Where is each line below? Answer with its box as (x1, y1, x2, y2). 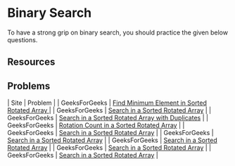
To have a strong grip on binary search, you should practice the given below (7, 28, 229, 37)
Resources (7, 56, 56, 68)
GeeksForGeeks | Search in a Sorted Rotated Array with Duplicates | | (7, 114, 209, 122)
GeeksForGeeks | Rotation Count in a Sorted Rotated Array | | (7, 121, 185, 129)
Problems (7, 79, 51, 92)
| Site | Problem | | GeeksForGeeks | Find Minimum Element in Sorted (7, 98, 208, 107)
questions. (7, 35, 38, 44)
